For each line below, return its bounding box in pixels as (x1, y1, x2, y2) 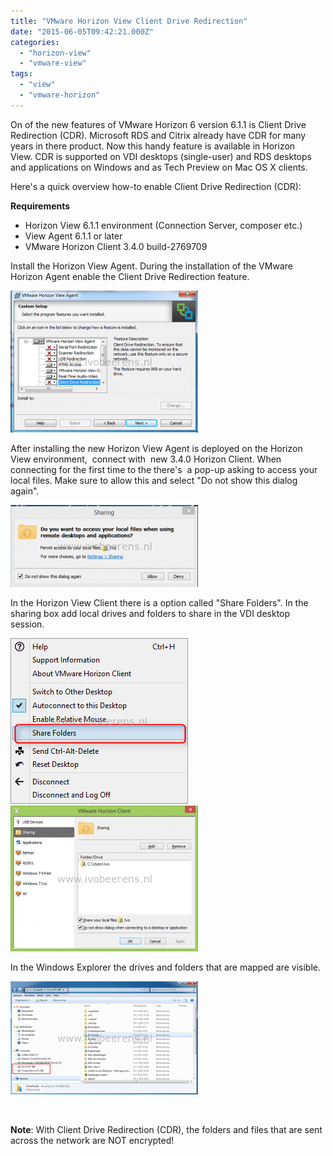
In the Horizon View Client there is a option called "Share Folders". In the (10, 596, 309, 609)
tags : (10, 69, 33, 79)
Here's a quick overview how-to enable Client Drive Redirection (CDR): (10, 180, 302, 192)
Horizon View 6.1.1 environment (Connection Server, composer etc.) (24, 219, 303, 231)
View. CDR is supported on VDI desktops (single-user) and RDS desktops (10, 150, 312, 162)
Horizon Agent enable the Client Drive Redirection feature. (10, 270, 250, 282)
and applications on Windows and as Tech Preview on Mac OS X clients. (10, 161, 308, 173)
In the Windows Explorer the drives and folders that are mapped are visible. (10, 961, 322, 973)
